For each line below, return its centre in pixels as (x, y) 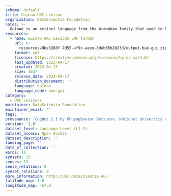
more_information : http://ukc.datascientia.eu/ (57, 176)
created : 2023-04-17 (36, 67)
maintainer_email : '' (28, 110)
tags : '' (15, 115)
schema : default (22, 10)
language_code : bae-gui (40, 91)
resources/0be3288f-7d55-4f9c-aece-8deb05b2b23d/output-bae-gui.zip (93, 48)
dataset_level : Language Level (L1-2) (46, 129)
